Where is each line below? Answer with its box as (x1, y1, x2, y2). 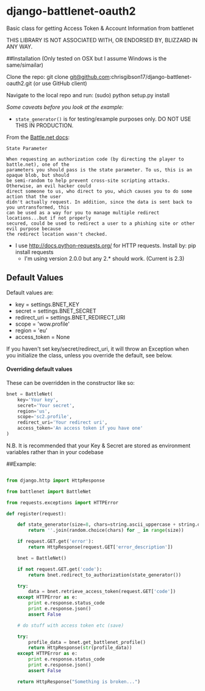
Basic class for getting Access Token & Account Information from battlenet (6, 24, 194, 32)
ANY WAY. (6, 43, 33, 50)
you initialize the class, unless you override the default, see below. (6, 351, 173, 359)
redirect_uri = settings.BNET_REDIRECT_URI (15, 313, 126, 321)
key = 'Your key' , (17, 397, 59, 403)
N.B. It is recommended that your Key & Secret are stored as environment (6, 442, 191, 449)
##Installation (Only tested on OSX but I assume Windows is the (6, 54, 167, 62)
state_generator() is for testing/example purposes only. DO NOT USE (15, 115, 191, 122)
